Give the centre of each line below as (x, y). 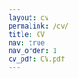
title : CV (27, 34)
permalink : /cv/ (39, 26)
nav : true (27, 43)
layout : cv (29, 17)
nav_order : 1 (33, 51)
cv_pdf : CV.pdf (37, 59)
